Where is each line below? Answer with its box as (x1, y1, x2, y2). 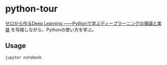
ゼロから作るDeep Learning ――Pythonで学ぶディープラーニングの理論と (5, 20, 157, 26)
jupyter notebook (5, 55, 42, 60)
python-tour (5, 3, 58, 15)
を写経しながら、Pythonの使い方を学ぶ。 (11, 26, 97, 33)
